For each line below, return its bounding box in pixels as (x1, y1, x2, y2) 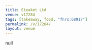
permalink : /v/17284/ (5, 21, 51, 27)
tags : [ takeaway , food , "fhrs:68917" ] (5, 17, 87, 22)
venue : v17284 (5, 12, 36, 17)
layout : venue (5, 26, 36, 31)
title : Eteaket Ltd (5, 7, 47, 13)
